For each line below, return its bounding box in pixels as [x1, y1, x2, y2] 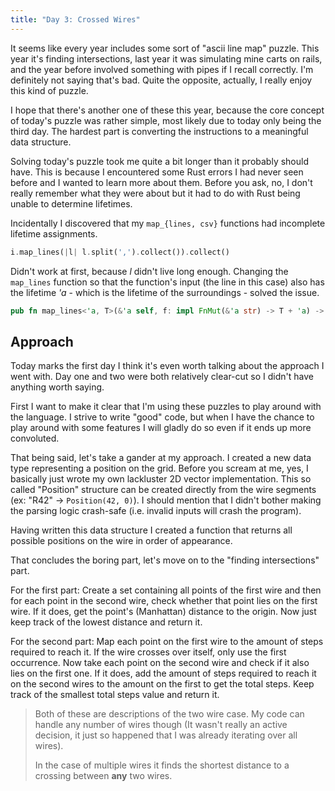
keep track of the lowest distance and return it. [10, 616, 203, 628]
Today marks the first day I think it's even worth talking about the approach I [10, 360, 325, 372]
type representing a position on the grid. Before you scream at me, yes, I [10, 462, 309, 475]
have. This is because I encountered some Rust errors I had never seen [10, 166, 304, 178]
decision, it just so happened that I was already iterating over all [34, 729, 298, 741]
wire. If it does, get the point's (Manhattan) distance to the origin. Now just [10, 606, 317, 618]
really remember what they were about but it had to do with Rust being [10, 187, 301, 199]
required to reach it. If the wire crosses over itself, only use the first [10, 646, 287, 658]
